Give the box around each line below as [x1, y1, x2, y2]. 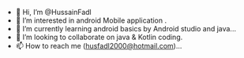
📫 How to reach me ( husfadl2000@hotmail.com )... [15, 42, 182, 50]
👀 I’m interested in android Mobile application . [15, 16, 167, 25]
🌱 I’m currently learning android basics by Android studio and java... [15, 24, 237, 33]
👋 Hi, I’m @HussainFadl [15, 8, 92, 16]
